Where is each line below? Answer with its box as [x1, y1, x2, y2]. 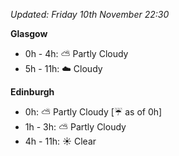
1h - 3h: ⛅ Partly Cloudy [24, 121, 127, 133]
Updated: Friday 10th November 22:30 [10, 9, 170, 20]
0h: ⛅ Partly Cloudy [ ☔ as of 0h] [24, 106, 163, 118]
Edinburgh [10, 86, 55, 98]
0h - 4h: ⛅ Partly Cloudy [24, 48, 129, 59]
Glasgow [10, 28, 48, 39]
